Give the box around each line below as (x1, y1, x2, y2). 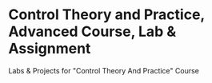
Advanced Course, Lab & (8, 22, 177, 41)
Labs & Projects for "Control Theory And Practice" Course (8, 65, 200, 75)
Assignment (8, 40, 91, 57)
